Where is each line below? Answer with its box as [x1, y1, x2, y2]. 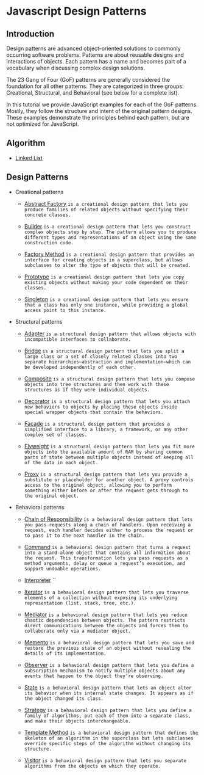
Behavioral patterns [15, 503, 65, 511]
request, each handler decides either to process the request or [24, 527, 194, 533]
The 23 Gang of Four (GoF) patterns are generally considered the [6, 76, 171, 83]
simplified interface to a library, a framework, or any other [24, 426, 189, 432]
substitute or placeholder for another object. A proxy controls [24, 476, 194, 483]
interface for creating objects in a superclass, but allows [24, 257, 183, 263]
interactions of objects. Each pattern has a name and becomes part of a [6, 58, 187, 65]
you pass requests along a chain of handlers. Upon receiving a [24, 522, 191, 528]
